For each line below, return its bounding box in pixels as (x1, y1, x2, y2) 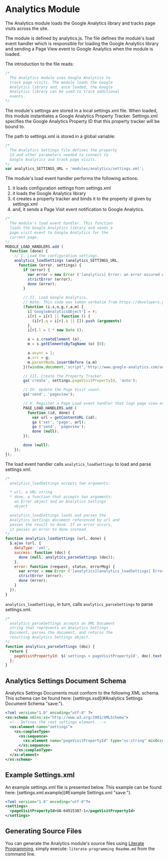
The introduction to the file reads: (5, 61, 74, 67)
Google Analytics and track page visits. (9, 157, 97, 162)
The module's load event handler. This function (9, 221, 113, 226)
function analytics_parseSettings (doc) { (5, 644, 95, 649)
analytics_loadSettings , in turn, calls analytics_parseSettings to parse (5, 601, 153, 607)
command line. (5, 851, 36, 857)
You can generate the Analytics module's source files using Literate (5, 840, 144, 846)
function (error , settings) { (18, 263, 81, 268)
